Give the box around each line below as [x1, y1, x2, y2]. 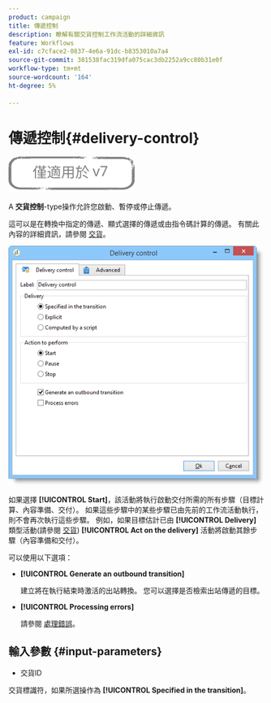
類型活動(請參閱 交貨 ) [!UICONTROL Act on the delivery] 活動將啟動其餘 [8, 525, 251, 536]
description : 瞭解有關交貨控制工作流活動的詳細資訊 [8, 30, 165, 38]
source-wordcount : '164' [8, 73, 92, 81]
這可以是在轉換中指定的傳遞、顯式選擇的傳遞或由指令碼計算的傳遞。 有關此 [8, 219, 260, 229]
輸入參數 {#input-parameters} [8, 644, 162, 658]
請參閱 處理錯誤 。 [19, 618, 80, 629]
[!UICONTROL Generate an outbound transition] [19, 569, 185, 579]
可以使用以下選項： [8, 553, 73, 562]
